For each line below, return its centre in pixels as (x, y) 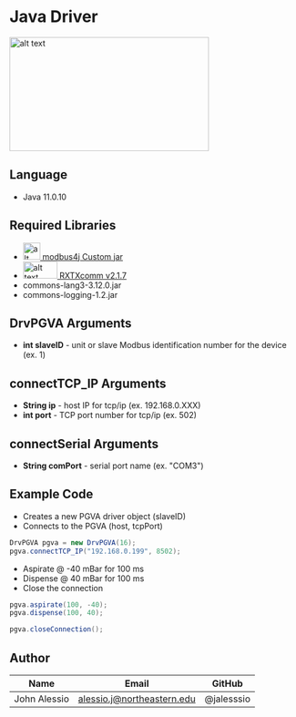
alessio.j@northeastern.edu (137, 699)
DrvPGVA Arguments (71, 323)
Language (39, 175)
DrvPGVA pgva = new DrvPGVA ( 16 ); (73, 543)
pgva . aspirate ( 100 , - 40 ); (58, 604)
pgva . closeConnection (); (56, 630)
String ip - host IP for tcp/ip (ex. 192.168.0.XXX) (112, 405)
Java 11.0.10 (44, 197)
